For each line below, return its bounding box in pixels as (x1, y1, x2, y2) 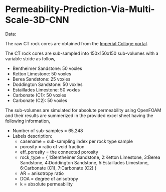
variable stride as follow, (5, 55, 56, 61)
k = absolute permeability (20, 181, 73, 187)
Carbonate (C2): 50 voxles (12, 97, 68, 104)
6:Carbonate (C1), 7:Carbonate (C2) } (20, 165, 97, 171)
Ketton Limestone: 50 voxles (12, 70, 72, 76)
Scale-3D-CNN (5, 14, 69, 26)
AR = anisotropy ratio (20, 170, 64, 176)
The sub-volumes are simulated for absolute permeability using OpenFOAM (5, 107, 161, 113)
